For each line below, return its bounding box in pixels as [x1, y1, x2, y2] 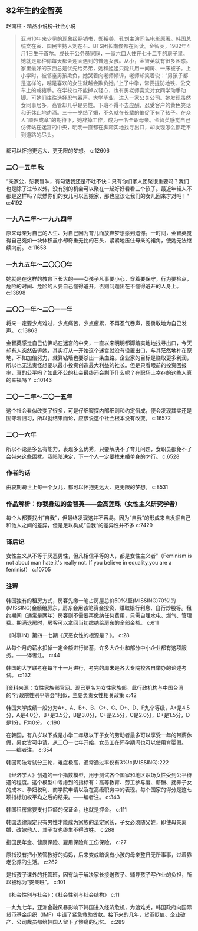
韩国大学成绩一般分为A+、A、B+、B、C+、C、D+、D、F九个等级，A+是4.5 [6, 704, 190, 711]
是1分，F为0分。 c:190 [6, 719, 60, 726]
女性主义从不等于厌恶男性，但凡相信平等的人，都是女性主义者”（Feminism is [6, 552, 192, 560]
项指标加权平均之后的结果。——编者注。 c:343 [6, 793, 120, 800]
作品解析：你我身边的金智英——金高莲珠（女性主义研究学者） [6, 499, 181, 508]
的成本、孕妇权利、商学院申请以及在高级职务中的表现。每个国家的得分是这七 [6, 786, 192, 793]
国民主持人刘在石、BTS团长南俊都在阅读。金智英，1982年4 [46, 42, 190, 49]
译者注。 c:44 [26, 651, 61, 658]
